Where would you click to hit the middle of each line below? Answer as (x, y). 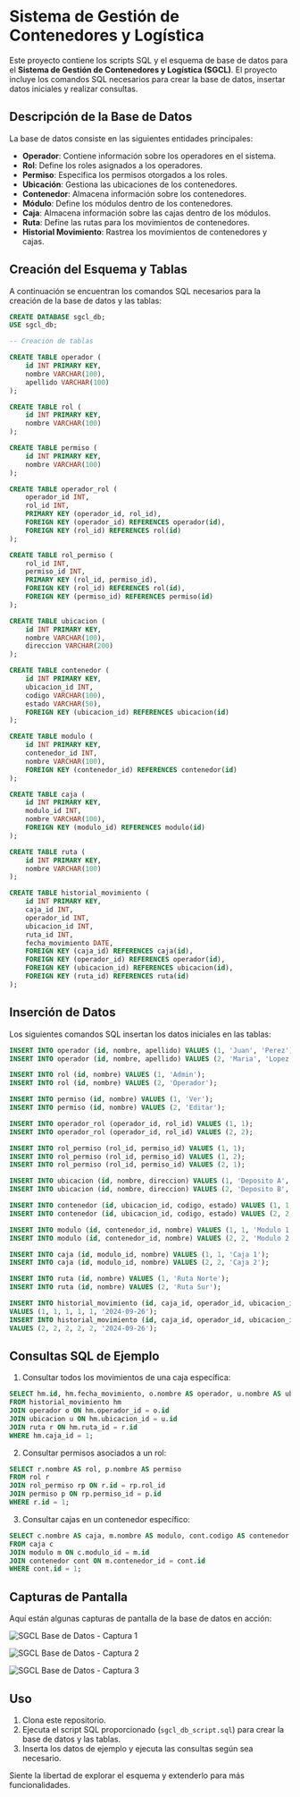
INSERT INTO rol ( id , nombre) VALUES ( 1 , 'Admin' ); (107, 1075)
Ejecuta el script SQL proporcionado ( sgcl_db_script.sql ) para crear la (153, 1729)
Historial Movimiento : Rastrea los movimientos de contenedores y (145, 232)
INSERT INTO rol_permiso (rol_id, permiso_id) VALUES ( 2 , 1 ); (127, 1165)
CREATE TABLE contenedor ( (59, 671)
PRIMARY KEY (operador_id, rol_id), (94, 514)
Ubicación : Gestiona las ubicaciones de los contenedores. (130, 184)
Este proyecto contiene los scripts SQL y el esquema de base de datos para (149, 60)
